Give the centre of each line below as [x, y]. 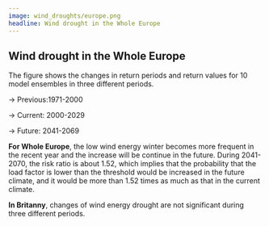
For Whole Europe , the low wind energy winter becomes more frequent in [131, 147]
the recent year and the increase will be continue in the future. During [124, 155]
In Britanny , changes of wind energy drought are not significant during [126, 205]
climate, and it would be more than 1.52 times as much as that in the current [134, 181]
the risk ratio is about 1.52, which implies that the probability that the [143, 164]
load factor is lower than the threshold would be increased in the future [126, 172]
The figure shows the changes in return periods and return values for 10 [128, 75]
